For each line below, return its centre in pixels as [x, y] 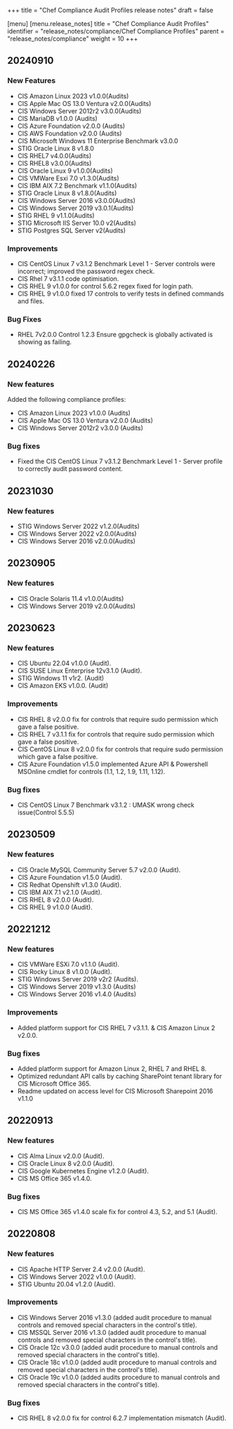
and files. [31, 301]
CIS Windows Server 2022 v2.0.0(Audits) [77, 534]
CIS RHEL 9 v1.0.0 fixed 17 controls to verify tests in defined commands [121, 294]
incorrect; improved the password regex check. [86, 271]
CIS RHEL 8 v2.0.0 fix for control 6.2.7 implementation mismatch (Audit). [122, 1418]
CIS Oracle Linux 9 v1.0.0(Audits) [65, 171]
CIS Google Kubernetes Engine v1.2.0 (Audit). [83, 1171]
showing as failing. [45, 342]
